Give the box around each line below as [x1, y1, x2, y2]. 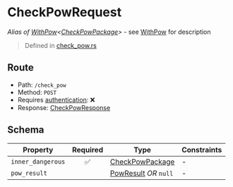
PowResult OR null [109, 168, 174, 178]
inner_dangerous [11, 157, 66, 166]
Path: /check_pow [17, 80, 67, 89]
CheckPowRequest [7, 4, 122, 20]
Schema [7, 124, 44, 136]
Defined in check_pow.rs [24, 41, 97, 49]
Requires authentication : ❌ [17, 95, 95, 104]
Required [71, 145, 104, 155]
